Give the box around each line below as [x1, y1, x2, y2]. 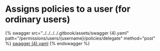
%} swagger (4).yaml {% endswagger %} [5, 40, 90, 46]
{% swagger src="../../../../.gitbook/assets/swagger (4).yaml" [5, 30, 129, 36]
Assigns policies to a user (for [5, 3, 131, 15]
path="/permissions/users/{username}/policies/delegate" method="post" [5, 35, 156, 41]
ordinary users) [5, 14, 70, 25]
